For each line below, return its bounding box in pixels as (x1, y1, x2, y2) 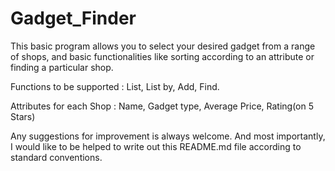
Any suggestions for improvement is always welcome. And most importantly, (10, 130, 326, 142)
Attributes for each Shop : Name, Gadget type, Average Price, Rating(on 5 (10, 100, 315, 112)
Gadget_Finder (10, 7, 137, 30)
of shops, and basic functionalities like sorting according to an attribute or (10, 50, 315, 62)
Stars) (10, 110, 36, 122)
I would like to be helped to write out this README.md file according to (10, 140, 302, 152)
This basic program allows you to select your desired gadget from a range (10, 40, 316, 52)
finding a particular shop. (10, 61, 114, 73)
